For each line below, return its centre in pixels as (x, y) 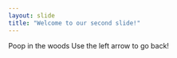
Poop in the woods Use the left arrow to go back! (89, 45)
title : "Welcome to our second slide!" (75, 23)
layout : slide (32, 15)
